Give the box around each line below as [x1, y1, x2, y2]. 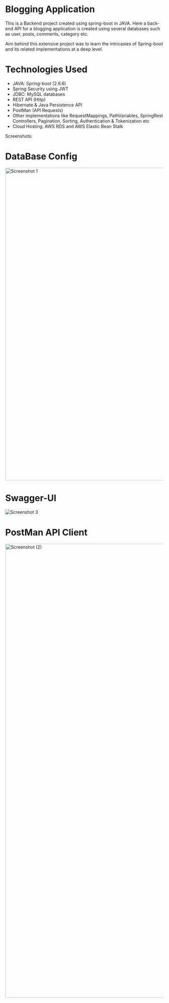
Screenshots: [5, 133, 33, 139]
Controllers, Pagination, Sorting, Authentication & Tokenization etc [12, 117, 150, 124]
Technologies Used [5, 64, 88, 75]
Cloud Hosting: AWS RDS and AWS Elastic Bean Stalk [12, 123, 123, 129]
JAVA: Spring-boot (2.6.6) [12, 80, 66, 86]
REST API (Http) [12, 96, 46, 102]
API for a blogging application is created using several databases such [14, 25, 160, 31]
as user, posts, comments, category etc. [5, 31, 89, 37]
